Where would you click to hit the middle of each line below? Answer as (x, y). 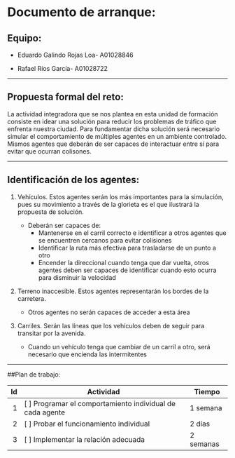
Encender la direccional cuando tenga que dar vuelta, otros (124, 262)
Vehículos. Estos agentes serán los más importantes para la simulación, (120, 196)
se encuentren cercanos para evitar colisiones (105, 240)
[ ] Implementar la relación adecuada (85, 439)
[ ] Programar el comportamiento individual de (100, 403)
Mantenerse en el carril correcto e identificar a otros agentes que (132, 233)
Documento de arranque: (81, 12)
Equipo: (24, 38)
